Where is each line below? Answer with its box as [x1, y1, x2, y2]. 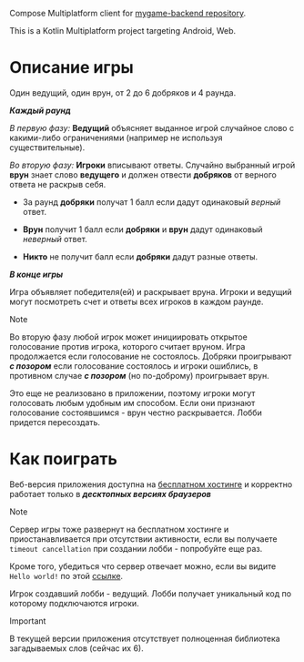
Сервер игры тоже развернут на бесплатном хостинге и [9, 524, 229, 535]
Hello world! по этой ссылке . [9, 570, 124, 581]
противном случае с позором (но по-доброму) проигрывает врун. [9, 370, 270, 381]
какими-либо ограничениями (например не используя [9, 132, 223, 143]
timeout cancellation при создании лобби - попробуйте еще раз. [9, 543, 263, 554]
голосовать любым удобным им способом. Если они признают [9, 397, 256, 408]
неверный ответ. [22, 233, 88, 244]
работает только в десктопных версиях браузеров [9, 488, 212, 499]
